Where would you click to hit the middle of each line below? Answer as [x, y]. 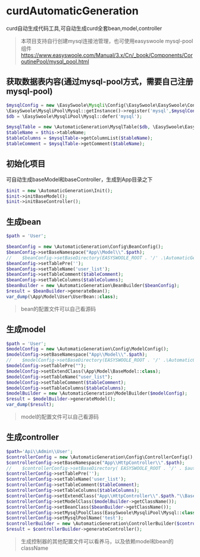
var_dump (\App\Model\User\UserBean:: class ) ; [62, 297]
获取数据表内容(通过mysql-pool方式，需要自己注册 [100, 82]
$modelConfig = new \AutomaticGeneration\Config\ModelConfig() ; [87, 349]
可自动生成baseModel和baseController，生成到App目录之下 [79, 179]
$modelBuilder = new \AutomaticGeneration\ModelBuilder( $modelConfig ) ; [97, 393]
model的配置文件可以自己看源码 [60, 417]
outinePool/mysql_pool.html [55, 61]
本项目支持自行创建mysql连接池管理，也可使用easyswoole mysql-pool [107, 41]
